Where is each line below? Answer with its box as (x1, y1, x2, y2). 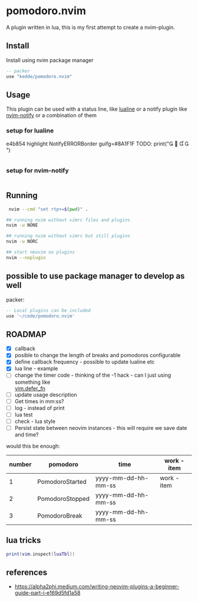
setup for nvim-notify (6, 166, 69, 174)
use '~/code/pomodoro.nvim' (6, 313, 75, 319)
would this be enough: (6, 442, 61, 449)
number (9, 460, 32, 468)
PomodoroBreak (37, 512, 82, 520)
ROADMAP (6, 329, 47, 339)
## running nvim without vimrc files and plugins (6, 217, 131, 223)
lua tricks (6, 535, 41, 545)
